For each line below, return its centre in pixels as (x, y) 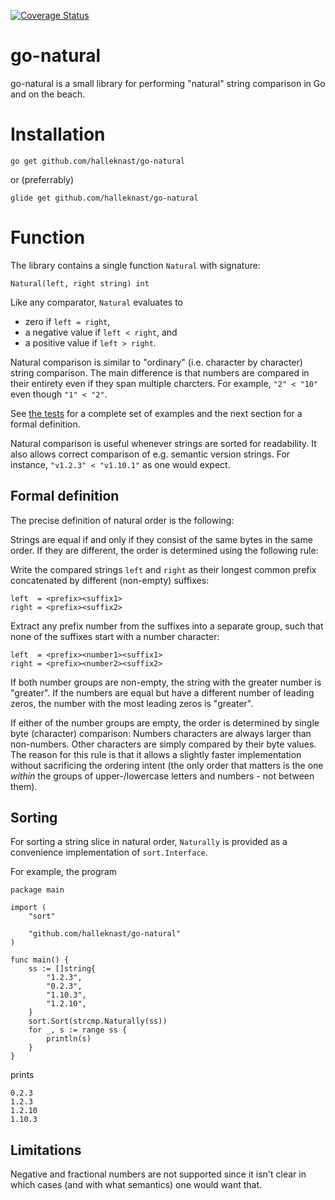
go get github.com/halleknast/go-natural (98, 161)
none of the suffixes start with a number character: (115, 636)
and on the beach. (48, 94)
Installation (58, 134)
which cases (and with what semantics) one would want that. (136, 1185)
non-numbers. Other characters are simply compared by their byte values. (163, 744)
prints (22, 1075)
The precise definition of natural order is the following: (122, 520)
